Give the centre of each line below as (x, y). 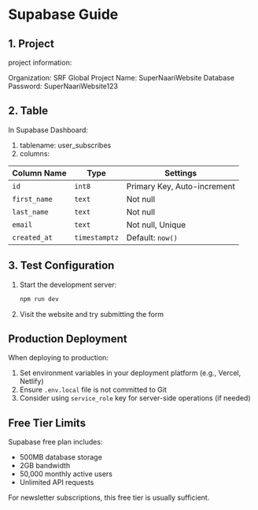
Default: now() (152, 237)
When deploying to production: (58, 358)
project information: (40, 62)
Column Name (39, 173)
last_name (30, 212)
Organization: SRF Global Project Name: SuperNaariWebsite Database (121, 78)
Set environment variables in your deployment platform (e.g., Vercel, (130, 373)
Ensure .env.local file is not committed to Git (93, 390)
